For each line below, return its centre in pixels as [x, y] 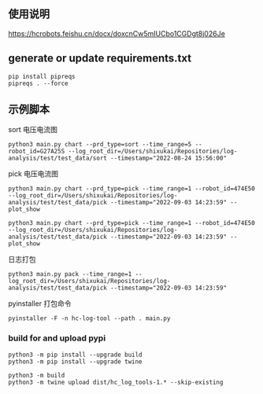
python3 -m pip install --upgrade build [76, 355]
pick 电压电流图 [33, 174]
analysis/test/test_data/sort [58, 158]
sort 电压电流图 [33, 130]
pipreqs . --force [38, 83]
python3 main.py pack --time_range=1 [70, 274]
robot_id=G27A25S [37, 152]
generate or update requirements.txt [100, 59]
